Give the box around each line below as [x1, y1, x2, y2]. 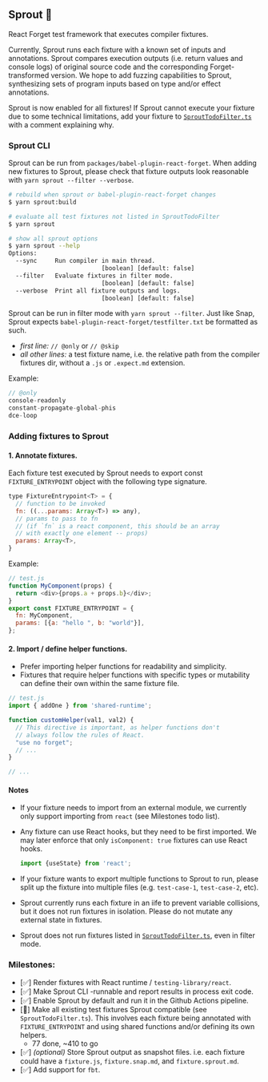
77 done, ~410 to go [31, 1039, 98, 1048]
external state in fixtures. [19, 915, 102, 925]
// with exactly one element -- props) [15, 530, 149, 538]
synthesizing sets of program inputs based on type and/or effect [8, 79, 222, 88]
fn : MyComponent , [15, 612, 74, 620]
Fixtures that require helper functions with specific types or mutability [19, 670, 250, 680]
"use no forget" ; [15, 738, 74, 746]
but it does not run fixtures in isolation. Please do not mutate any [19, 906, 234, 916]
